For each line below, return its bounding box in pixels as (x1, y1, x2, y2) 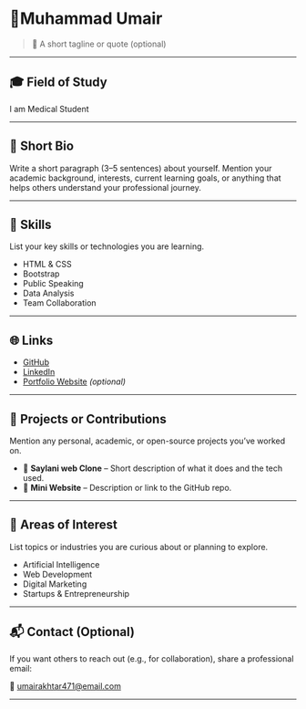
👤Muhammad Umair (9, 8, 163, 29)
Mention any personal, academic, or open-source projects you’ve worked (9, 435, 286, 446)
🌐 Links (9, 332, 54, 348)
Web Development (22, 568, 93, 579)
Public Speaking (22, 278, 84, 289)
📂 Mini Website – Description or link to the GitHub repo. (22, 483, 232, 493)
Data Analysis (22, 287, 75, 299)
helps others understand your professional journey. (9, 182, 202, 193)
